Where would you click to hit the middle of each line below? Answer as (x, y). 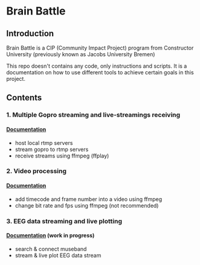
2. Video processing (37, 171)
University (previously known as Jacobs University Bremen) (81, 54)
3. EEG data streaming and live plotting (64, 221)
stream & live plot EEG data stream (58, 255)
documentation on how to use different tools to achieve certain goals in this (100, 72)
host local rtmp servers (44, 142)
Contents (24, 98)
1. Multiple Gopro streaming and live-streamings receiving (93, 115)
